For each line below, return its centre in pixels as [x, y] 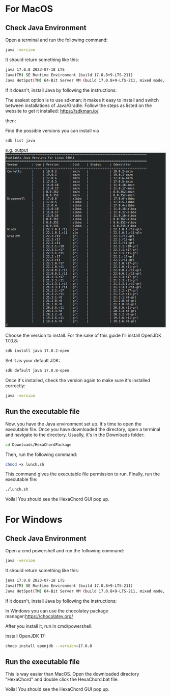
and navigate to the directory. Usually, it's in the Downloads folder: [75, 435]
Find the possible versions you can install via [52, 130]
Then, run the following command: [41, 454]
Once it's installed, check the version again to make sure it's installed [78, 380]
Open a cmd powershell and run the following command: [65, 551]
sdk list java [20, 141]
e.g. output [17, 150]
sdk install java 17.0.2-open [37, 351]
